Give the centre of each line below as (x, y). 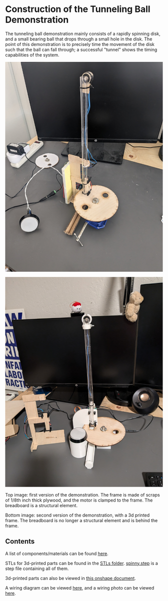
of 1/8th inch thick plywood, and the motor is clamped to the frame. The (79, 500)
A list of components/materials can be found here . (57, 554)
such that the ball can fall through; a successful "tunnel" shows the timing (81, 49)
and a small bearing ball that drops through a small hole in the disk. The (79, 39)
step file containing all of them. (37, 569)
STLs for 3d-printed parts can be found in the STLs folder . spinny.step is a (82, 563)
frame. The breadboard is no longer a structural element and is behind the (81, 520)
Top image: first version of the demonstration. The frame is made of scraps (82, 495)
